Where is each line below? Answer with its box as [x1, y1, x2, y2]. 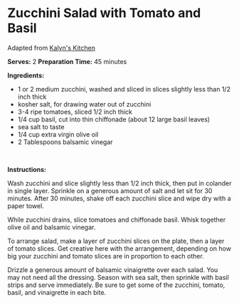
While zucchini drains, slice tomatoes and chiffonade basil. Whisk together [7, 215, 226, 224]
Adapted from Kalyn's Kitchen [7, 43, 96, 52]
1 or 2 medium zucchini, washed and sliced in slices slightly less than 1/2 [17, 85, 231, 93]
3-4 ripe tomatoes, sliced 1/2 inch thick [17, 107, 133, 116]
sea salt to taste [17, 122, 65, 131]
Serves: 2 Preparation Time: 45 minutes [7, 57, 127, 65]
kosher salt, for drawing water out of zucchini [17, 99, 152, 108]
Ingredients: [7, 71, 45, 80]
